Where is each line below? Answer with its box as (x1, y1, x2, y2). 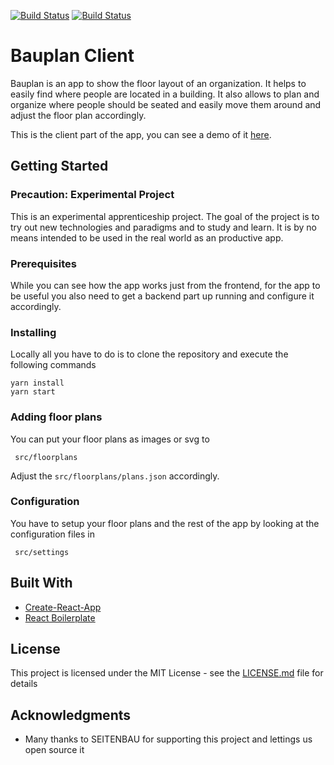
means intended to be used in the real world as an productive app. (10, 231, 284, 244)
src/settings (14, 547, 70, 557)
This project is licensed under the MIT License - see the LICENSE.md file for (10, 667, 324, 679)
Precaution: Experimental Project (10, 188, 175, 202)
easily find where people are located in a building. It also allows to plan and (10, 88, 320, 100)
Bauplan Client (10, 45, 135, 67)
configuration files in (10, 528, 95, 540)
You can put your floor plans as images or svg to (10, 433, 210, 445)
